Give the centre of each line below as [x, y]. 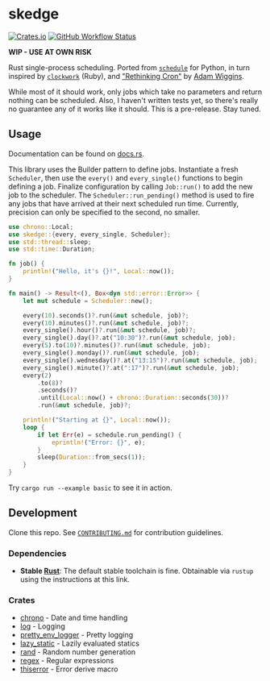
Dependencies [37, 553]
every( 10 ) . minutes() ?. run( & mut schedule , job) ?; [106, 323]
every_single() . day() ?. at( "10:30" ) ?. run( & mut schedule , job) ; [129, 338]
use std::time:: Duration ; [52, 249]
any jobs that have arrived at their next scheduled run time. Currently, [124, 203]
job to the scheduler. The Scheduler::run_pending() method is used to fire [131, 195]
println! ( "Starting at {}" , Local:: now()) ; [97, 420]
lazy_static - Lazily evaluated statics [79, 644]
